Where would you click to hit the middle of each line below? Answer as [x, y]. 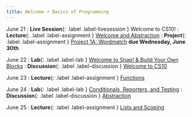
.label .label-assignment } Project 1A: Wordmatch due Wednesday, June [96, 41]
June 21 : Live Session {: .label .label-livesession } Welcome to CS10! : [93, 29]
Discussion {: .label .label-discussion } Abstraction [69, 95]
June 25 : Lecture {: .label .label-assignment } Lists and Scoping [85, 107]
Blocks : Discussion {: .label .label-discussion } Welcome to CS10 [87, 66]
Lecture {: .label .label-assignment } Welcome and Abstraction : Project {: [96, 35]
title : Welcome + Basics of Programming [58, 12]
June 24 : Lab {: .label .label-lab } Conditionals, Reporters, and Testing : [94, 89]
